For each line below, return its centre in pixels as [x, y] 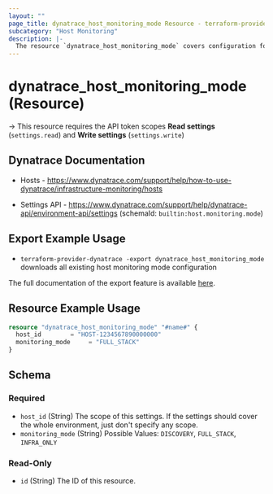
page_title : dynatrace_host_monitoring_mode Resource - [105, 24]
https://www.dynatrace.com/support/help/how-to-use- [139, 180]
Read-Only [30, 463]
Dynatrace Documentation [77, 161]
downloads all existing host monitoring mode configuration [119, 267]
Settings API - [43, 204]
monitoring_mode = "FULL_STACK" [78, 343]
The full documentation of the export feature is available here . [112, 282]
